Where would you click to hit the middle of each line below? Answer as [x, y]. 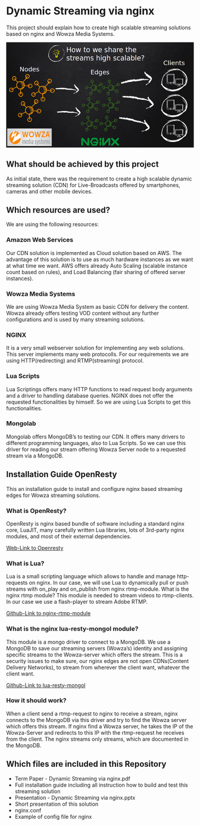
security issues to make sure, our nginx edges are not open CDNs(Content [98, 661]
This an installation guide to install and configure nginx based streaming [94, 489]
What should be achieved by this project [82, 165]
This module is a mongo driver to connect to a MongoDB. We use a [88, 642]
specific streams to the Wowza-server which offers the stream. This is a [95, 655]
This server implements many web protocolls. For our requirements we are [98, 354]
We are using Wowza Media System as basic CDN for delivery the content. [98, 306]
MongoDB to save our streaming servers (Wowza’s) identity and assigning [97, 648]
